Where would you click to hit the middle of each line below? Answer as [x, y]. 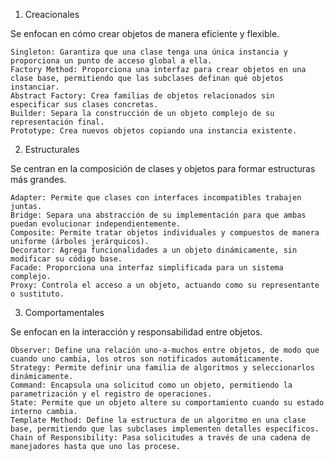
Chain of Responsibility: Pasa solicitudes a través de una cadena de [160, 438]
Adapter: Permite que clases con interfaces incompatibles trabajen [156, 198]
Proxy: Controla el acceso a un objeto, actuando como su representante [165, 285]
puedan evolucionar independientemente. [96, 224]
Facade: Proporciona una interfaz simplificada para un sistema [147, 268]
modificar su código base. [66, 259]
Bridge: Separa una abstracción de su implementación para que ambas [158, 215]
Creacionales [52, 14]
